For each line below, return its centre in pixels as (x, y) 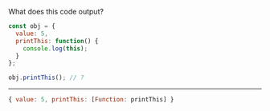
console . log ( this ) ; (55, 48)
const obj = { (32, 26)
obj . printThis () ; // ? (46, 78)
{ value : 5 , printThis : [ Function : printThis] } (91, 100)
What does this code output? (56, 12)
